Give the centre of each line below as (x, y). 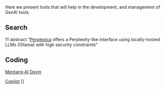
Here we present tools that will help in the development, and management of (83, 7)
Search (16, 28)
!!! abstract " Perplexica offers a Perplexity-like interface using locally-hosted (82, 39)
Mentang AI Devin (23, 72)
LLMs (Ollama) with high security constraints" (51, 44)
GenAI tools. (18, 12)
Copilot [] (15, 81)
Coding (16, 60)
